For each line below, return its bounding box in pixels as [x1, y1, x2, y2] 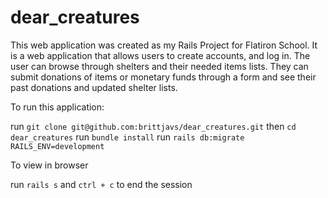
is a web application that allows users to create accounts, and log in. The [10, 49, 311, 61]
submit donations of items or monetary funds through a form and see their [10, 71, 317, 83]
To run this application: [10, 101, 105, 113]
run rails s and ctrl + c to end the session [10, 178, 193, 190]
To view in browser [10, 159, 89, 171]
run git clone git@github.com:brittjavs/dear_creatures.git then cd [10, 120, 297, 132]
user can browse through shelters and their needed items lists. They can [10, 60, 309, 72]
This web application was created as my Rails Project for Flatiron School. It [10, 39, 318, 51]
